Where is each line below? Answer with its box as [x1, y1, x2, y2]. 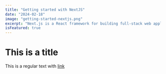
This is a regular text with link [5, 63, 65, 69]
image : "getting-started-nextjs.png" [5, 16, 83, 21]
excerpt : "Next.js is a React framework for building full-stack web [5, 21, 152, 26]
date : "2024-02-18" [5, 12, 45, 17]
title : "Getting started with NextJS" [5, 7, 85, 12]
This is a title [5, 47, 58, 58]
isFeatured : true [5, 26, 41, 31]
